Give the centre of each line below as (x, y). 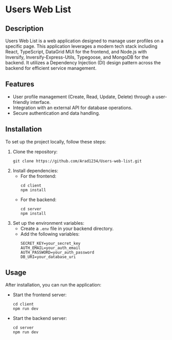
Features (20, 84)
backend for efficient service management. (51, 68)
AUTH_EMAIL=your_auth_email (50, 248)
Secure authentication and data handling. (56, 113)
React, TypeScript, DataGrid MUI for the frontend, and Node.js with (76, 52)
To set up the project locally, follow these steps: (56, 141)
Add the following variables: (50, 234)
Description (24, 29)
